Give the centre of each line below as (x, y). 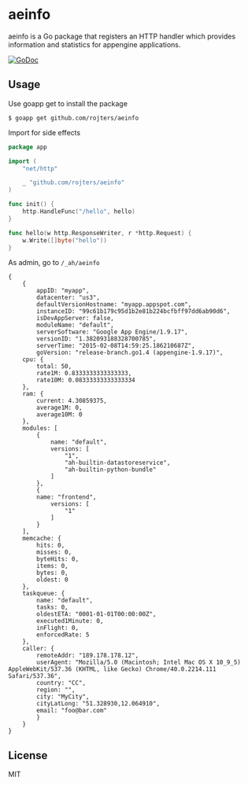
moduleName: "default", (75, 325)
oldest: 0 (52, 580)
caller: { (39, 649)
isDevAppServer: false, (75, 319)
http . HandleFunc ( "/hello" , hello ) (79, 212)
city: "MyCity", (63, 697)
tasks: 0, (52, 607)
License (28, 756)
